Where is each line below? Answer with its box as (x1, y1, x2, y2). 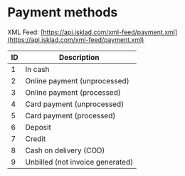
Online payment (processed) (25, 87, 121, 97)
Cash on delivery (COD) (25, 145, 105, 155)
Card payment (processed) (25, 110, 116, 120)
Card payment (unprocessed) (25, 99, 125, 109)
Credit (25, 133, 46, 143)
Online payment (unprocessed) (25, 76, 129, 86)
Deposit (25, 122, 51, 132)
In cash (25, 64, 50, 74)
